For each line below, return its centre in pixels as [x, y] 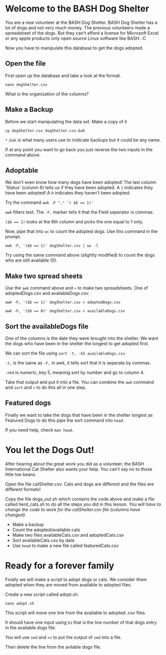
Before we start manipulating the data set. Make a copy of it [66, 121]
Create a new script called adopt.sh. [42, 594]
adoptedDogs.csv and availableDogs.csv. [48, 293]
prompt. [13, 237]
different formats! [23, 489]
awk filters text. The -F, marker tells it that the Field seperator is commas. [80, 212]
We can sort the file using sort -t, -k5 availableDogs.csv [65, 353]
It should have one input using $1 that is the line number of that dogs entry [81, 622]
